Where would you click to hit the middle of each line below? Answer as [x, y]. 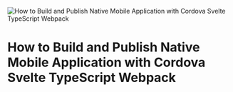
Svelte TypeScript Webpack [92, 78]
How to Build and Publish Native [104, 47]
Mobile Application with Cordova [107, 62]
